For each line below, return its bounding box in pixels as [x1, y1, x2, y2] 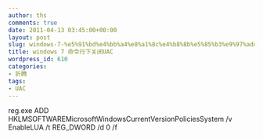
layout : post [8, 33, 51, 42]
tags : [8, 77, 26, 85]
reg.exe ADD [8, 106, 49, 115]
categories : [8, 63, 47, 71]
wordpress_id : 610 [8, 56, 68, 64]
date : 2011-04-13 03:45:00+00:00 [8, 26, 117, 34]
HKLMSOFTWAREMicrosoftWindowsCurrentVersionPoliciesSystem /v [8, 115, 232, 124]
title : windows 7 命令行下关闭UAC [8, 48, 113, 56]
